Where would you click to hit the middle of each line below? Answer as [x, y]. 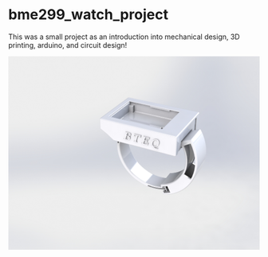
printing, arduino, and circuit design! [68, 45]
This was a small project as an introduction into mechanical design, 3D [124, 37]
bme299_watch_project [89, 15]
